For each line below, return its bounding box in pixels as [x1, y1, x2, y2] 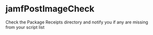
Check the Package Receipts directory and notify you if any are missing [5, 19, 148, 25]
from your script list [5, 24, 45, 30]
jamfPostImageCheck [5, 3, 95, 14]
